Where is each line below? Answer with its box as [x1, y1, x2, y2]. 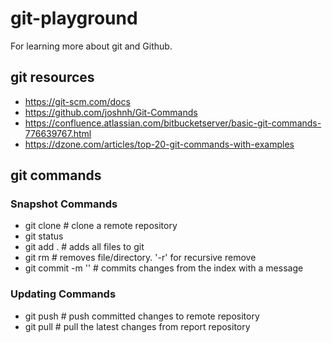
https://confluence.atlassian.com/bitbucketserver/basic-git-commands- [24, 117, 322, 129]
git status [24, 230, 64, 242]
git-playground [10, 7, 138, 30]
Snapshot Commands [10, 197, 118, 211]
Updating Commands [10, 287, 117, 301]
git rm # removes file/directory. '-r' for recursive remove [24, 252, 257, 264]
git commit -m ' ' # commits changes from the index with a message [24, 262, 304, 274]
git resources [10, 69, 95, 86]
